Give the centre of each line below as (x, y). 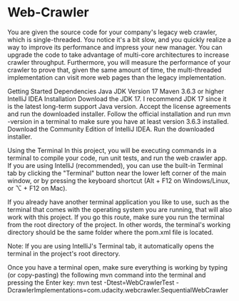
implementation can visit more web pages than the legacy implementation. (117, 77)
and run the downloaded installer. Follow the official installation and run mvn (119, 114)
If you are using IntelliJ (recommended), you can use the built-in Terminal (115, 165)
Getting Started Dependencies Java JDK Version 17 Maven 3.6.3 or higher (116, 91)
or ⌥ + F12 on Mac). (37, 188)
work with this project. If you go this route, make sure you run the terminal (116, 217)
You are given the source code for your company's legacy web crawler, (112, 32)
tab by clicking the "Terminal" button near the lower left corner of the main (117, 173)
